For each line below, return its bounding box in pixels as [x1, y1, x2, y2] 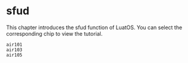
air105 [6, 52, 23, 58]
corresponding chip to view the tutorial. [6, 30, 103, 37]
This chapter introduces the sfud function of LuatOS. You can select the [6, 24, 183, 31]
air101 [6, 42, 23, 48]
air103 [6, 46, 23, 53]
